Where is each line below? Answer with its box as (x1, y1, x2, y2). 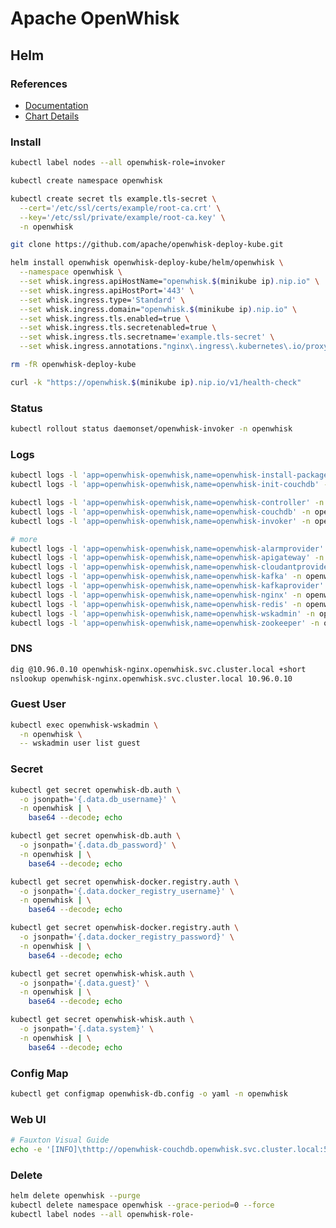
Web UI (10, 1112, 47, 1126)
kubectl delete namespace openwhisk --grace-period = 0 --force (10, 1200, 275, 1211)
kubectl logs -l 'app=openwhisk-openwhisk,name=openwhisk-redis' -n (10, 599, 302, 609)
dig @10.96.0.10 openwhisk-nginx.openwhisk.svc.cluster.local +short (10, 664, 307, 674)
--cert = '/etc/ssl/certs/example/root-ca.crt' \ (19, 203, 222, 213)
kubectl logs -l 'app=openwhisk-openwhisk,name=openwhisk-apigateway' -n (10, 553, 325, 563)
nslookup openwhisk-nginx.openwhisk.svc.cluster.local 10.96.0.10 (10, 673, 293, 684)
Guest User (10, 697, 67, 711)
